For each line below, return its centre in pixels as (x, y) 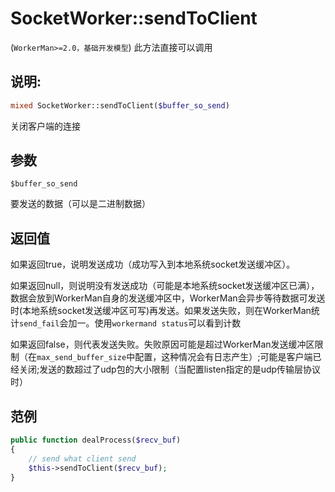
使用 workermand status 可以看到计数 (168, 323)
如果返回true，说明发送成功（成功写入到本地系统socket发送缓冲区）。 (153, 264)
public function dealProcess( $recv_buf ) (96, 440)
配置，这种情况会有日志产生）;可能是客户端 (223, 357)
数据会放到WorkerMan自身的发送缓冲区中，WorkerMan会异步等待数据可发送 (168, 298)
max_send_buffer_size (81, 358)
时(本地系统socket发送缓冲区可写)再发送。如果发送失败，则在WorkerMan (161, 311)
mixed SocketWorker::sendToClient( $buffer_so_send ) (120, 105)
